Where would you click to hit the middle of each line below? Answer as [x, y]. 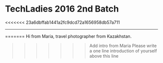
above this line [104, 56]
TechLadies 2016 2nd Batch [62, 9]
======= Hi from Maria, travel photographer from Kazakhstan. [68, 36]
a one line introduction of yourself [123, 51]
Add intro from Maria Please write [123, 46]
